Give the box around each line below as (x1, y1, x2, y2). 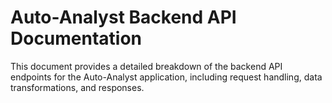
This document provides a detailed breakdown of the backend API (10, 60, 283, 72)
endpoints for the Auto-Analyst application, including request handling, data (10, 71, 323, 83)
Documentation (10, 27, 143, 50)
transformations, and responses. (10, 81, 145, 93)
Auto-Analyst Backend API (10, 6, 237, 29)
